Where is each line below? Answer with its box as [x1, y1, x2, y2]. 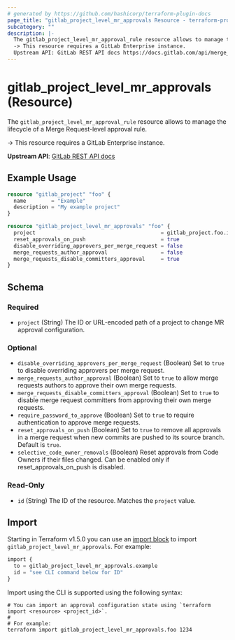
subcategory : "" [7, 23, 55, 30]
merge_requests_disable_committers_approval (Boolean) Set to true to [17, 389, 220, 397]
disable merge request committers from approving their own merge [17, 396, 212, 404]
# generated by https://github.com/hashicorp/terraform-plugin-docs [7, 10, 211, 17]
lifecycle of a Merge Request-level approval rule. [7, 125, 148, 133]
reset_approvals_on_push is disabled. [17, 463, 126, 471]
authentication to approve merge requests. [17, 418, 141, 427]
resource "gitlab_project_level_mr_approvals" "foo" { [7, 223, 171, 230]
